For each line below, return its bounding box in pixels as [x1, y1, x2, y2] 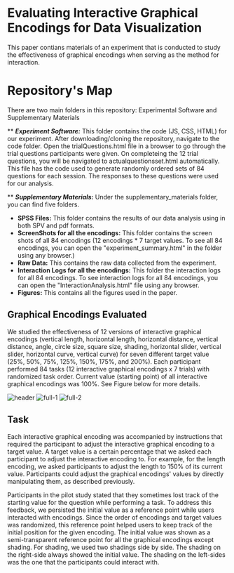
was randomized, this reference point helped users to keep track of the [7, 520, 212, 529]
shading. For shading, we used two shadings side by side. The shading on [7, 543, 221, 551]
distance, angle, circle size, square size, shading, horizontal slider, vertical [7, 342, 222, 350]
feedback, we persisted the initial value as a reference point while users [7, 506, 215, 514]
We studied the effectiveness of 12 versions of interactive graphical [7, 327, 202, 336]
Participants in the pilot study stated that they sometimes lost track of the [7, 490, 219, 499]
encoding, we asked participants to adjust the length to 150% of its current [7, 462, 223, 470]
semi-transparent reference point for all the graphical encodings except [7, 535, 214, 544]
